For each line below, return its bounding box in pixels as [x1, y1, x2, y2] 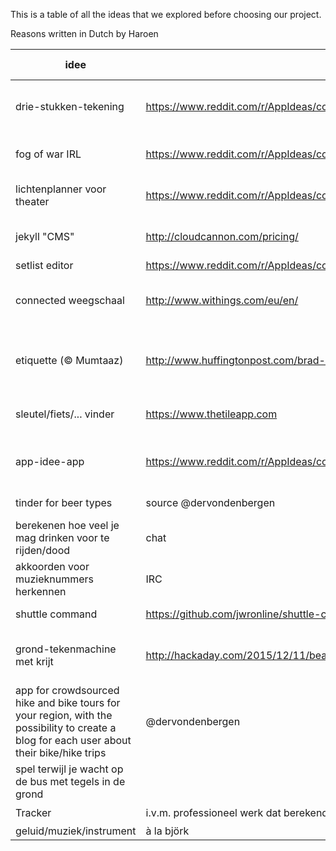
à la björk [145, 824, 190, 838]
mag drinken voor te [15, 531, 110, 544]
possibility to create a [15, 721, 117, 734]
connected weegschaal [15, 294, 125, 307]
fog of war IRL [15, 147, 82, 161]
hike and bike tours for [15, 696, 121, 709]
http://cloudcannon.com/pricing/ [145, 230, 299, 243]
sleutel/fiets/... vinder [15, 407, 115, 421]
